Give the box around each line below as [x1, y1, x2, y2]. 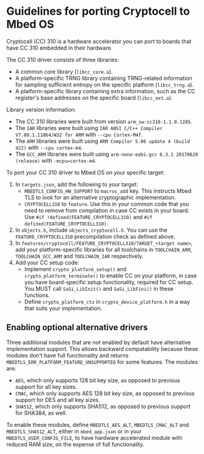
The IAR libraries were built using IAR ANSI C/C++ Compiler [15, 124, 163, 131]
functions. [24, 291, 50, 299]
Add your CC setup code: [15, 259, 79, 266]
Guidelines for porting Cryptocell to [6, 4, 191, 18]
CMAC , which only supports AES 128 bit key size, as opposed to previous [15, 390, 195, 397]
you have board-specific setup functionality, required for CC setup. [24, 278, 194, 286]
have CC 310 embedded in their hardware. [6, 44, 113, 52]
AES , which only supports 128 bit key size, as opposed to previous [15, 376, 180, 384]
